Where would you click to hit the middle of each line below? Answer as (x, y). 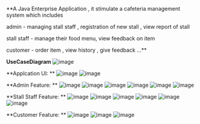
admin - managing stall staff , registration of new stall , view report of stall (98, 27)
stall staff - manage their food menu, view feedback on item (81, 38)
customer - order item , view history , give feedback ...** (76, 50)
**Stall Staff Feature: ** (36, 97)
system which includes (35, 15)
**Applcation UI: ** (31, 73)
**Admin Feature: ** (32, 85)
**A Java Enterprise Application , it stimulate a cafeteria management (93, 9)
